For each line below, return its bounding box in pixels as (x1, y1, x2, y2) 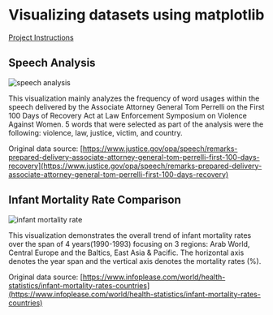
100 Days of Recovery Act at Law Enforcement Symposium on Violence (8, 110, 248, 120)
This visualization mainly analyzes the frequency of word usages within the (8, 93, 260, 103)
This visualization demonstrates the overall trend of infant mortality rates (8, 230, 252, 240)
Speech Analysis (8, 56, 96, 70)
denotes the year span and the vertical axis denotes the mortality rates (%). (8, 256, 262, 265)
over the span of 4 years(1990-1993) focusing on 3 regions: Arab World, (8, 239, 250, 248)
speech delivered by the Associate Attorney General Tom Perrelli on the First (8, 101, 265, 111)
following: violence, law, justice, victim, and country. (8, 127, 183, 137)
